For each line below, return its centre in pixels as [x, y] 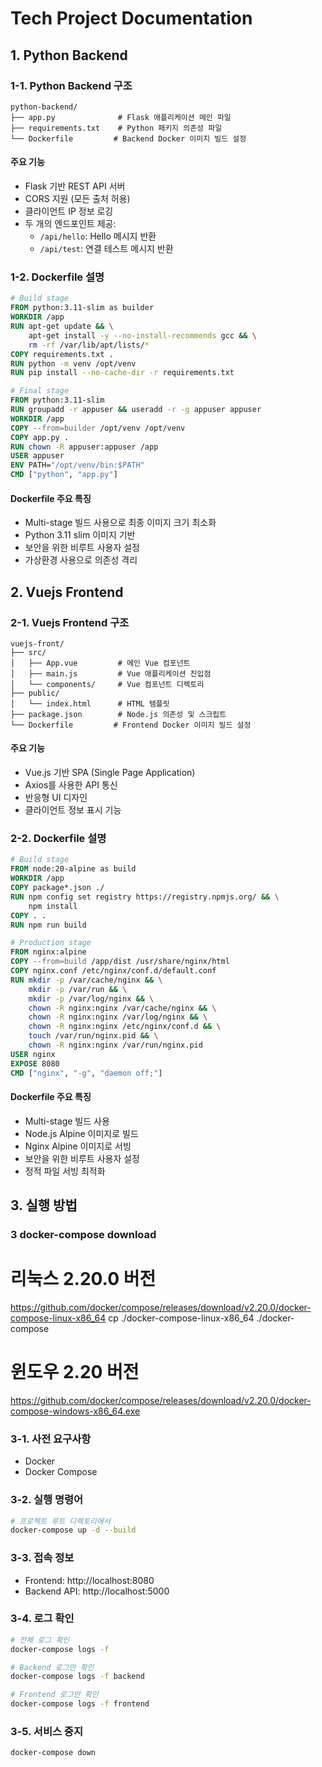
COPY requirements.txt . [62, 354]
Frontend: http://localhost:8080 [89, 1580]
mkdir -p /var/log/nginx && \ [91, 998]
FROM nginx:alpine [48, 952]
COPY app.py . [40, 437]
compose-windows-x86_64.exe [75, 1411]
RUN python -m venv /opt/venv [73, 363]
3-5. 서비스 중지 [46, 1732]
